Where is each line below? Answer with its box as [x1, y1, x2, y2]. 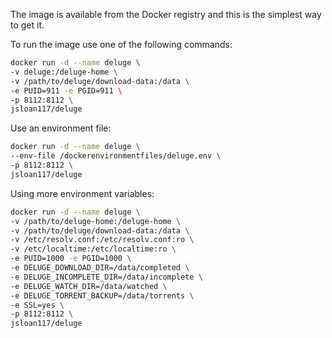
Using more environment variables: [10, 187, 155, 199]
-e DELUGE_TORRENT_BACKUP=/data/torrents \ [10, 290, 195, 301]
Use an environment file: [10, 122, 112, 134]
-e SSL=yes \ [10, 300, 65, 310]
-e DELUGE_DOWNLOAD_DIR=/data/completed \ [10, 263, 190, 273]
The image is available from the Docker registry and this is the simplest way [10, 9, 322, 20]
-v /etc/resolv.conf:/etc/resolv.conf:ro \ [10, 235, 195, 245]
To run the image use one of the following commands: [10, 39, 233, 50]
